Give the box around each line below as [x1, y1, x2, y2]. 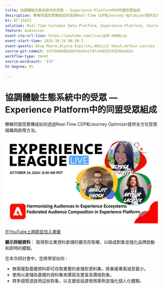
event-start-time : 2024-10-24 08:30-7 [5, 39, 83, 44]
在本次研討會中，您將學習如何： [5, 255, 69, 261]
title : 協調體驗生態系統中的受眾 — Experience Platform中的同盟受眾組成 [5, 8, 141, 13]
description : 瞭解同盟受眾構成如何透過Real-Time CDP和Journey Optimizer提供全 [5, 13, 157, 18]
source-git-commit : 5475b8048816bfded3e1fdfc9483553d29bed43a [5, 48, 133, 53]
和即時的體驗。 [5, 245, 35, 251]
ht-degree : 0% [5, 64, 34, 69]
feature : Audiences [5, 28, 45, 33]
